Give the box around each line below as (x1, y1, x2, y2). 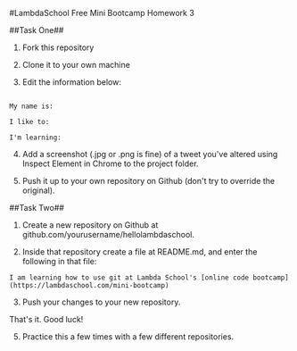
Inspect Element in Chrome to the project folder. (21, 158, 199, 169)
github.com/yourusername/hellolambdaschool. (21, 230, 194, 239)
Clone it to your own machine (21, 60, 131, 70)
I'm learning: (9, 133, 62, 142)
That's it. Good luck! (9, 314, 84, 324)
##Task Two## (9, 203, 65, 213)
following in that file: (21, 256, 97, 266)
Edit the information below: (21, 77, 122, 88)
